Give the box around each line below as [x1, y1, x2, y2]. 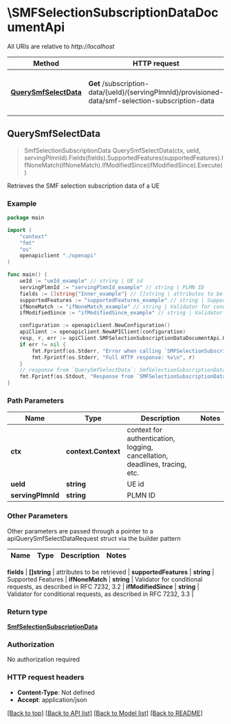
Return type [7, 607, 48, 617]
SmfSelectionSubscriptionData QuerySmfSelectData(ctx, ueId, [23, 146, 201, 154]
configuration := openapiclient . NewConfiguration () [19, 322, 170, 329]
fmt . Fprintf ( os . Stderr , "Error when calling [32, 348, 162, 354]
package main [7, 215, 45, 222]
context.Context [66, 447, 120, 456]
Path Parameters [7, 396, 64, 405]
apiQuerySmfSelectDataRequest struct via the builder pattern [7, 534, 181, 542]
